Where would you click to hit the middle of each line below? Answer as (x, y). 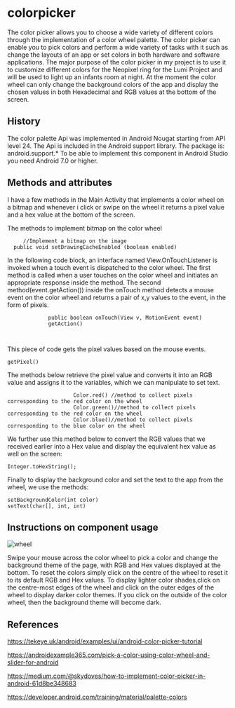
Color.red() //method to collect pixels (133, 395)
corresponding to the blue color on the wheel (76, 426)
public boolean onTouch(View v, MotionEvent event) (125, 318)
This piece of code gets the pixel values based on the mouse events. (107, 349)
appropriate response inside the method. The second (84, 282)
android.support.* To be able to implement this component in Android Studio (118, 153)
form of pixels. (28, 305)
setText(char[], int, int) (47, 506)
